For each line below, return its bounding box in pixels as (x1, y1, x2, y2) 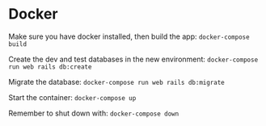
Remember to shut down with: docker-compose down (8, 108, 179, 118)
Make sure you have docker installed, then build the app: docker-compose (8, 31, 250, 41)
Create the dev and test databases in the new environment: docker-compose (8, 54, 259, 64)
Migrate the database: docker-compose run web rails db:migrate (8, 77, 225, 86)
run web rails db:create (8, 62, 92, 71)
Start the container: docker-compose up (8, 92, 137, 102)
